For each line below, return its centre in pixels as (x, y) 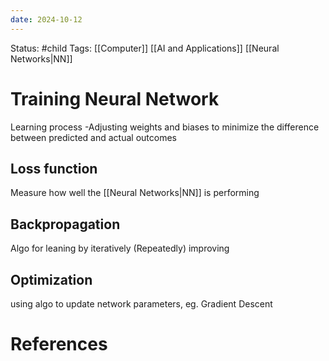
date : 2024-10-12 (46, 19)
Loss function (54, 168)
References (59, 344)
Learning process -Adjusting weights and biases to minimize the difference (165, 127)
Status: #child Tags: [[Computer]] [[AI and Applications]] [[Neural (145, 48)
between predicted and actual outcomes (93, 137)
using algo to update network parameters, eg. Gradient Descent (141, 304)
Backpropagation (65, 224)
